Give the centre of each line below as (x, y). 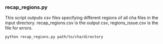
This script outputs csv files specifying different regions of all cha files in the (82, 18)
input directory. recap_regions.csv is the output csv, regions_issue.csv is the (82, 23)
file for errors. (19, 28)
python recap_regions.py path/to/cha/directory (54, 37)
